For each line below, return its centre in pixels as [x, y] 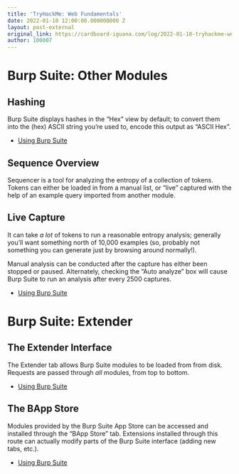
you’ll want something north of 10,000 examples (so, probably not [104, 242]
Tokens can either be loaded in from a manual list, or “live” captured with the [119, 187]
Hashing [26, 102]
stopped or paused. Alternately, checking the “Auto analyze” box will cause [117, 271]
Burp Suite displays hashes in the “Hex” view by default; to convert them [114, 119]
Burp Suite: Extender [70, 321]
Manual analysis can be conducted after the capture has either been [107, 264]
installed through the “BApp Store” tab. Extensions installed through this [113, 433]
